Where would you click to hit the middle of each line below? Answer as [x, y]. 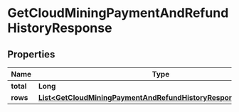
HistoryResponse [60, 28]
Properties [31, 54]
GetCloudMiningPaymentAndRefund [118, 13]
